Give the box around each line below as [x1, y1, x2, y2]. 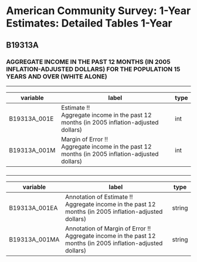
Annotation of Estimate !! [65, 193, 133, 201]
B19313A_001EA [9, 204, 58, 212]
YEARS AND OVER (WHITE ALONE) [6, 72, 107, 80]
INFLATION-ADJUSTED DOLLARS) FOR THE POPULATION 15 [6, 65, 181, 73]
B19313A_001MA [9, 235, 60, 243]
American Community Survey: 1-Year [6, 4, 191, 18]
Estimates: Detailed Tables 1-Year [6, 16, 172, 30]
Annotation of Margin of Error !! [65, 224, 151, 233]
